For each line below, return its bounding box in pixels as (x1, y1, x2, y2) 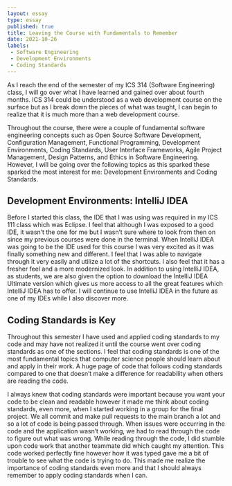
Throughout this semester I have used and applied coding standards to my (7, 333, 220, 341)
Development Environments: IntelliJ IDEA (7, 195, 188, 207)
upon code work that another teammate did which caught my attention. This (7, 442, 224, 450)
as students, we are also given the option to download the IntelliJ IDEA (7, 272, 208, 280)
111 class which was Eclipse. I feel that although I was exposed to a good (7, 221, 214, 229)
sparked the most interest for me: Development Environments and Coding (7, 168, 217, 176)
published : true (7, 23, 54, 30)
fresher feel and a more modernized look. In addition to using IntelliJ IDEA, (7, 264, 220, 273)
